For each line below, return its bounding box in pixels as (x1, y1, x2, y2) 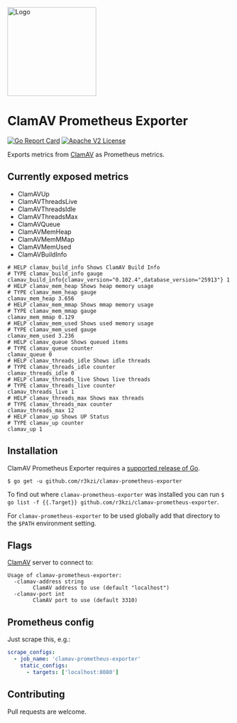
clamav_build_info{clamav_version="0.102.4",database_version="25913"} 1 (7, 276, 231, 284)
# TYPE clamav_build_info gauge (7, 270, 103, 277)
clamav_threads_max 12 (7, 407, 75, 414)
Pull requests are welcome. (7, 707, 87, 716)
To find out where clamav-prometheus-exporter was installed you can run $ (7, 490, 225, 498)
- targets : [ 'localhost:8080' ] (26, 668, 119, 675)
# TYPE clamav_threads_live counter (7, 382, 116, 389)
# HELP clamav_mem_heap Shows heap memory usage (7, 282, 154, 289)
